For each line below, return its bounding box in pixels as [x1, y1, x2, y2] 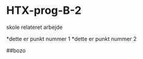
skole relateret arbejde [6, 23, 63, 31]
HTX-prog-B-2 [6, 4, 82, 17]
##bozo [6, 46, 26, 54]
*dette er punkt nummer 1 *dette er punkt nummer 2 [6, 35, 137, 42]
